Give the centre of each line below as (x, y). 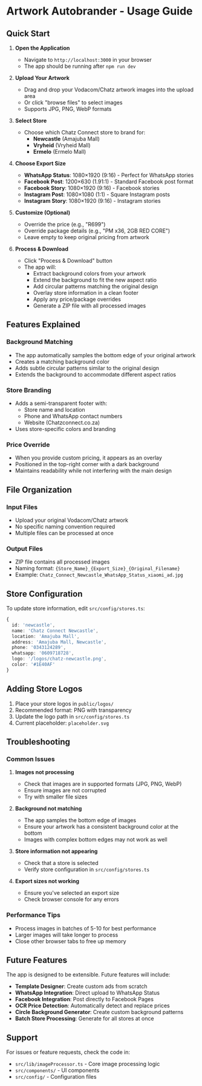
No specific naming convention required (65, 526)
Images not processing (44, 772)
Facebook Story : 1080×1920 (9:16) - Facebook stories (92, 188)
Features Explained (43, 325)
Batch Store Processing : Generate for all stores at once (84, 1019)
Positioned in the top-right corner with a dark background (87, 464)
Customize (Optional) (43, 212)
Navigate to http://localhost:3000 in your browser (88, 60)
